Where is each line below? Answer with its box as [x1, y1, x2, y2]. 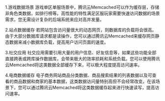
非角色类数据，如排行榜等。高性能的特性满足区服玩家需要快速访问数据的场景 [5, 10, 160, 16]
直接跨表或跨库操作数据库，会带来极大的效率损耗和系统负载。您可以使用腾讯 [5, 56, 160, 61]
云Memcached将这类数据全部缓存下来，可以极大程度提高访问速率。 [5, 62, 142, 68]
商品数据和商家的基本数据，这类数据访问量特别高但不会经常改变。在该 [13, 78, 156, 84]
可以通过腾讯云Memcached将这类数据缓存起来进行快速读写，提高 [22, 85, 156, 90]
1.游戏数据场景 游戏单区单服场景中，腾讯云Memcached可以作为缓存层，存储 [5, 4, 160, 10]
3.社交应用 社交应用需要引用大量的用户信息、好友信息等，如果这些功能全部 [5, 50, 157, 55]
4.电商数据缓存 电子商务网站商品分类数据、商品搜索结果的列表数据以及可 [5, 73, 152, 78]
